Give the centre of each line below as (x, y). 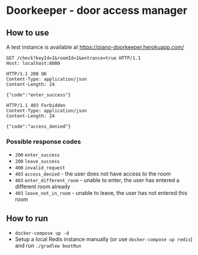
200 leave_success (37, 162)
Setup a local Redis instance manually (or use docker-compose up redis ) (104, 239)
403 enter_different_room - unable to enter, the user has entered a (97, 180)
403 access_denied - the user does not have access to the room (93, 174)
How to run (27, 218)
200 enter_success (37, 155)
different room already (43, 186)
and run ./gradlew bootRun (48, 246)
